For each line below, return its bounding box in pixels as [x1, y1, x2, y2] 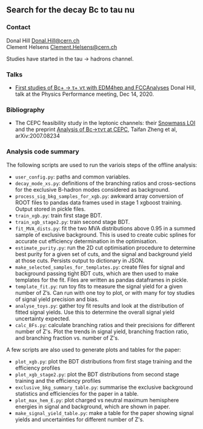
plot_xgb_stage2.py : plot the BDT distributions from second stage [15, 370, 180, 378]
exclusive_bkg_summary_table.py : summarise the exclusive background [15, 383, 193, 391]
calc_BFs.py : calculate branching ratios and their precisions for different [15, 321, 195, 328]
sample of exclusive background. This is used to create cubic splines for [15, 231, 196, 238]
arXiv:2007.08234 [15, 132, 61, 140]
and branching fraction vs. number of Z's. [15, 334, 119, 342]
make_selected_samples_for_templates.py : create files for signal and [15, 263, 185, 271]
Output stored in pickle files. [15, 205, 86, 212]
